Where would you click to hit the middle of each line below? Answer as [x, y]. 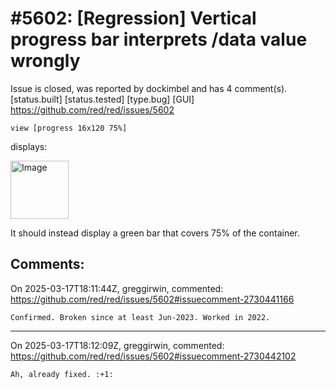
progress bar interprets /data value [159, 39]
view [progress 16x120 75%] [69, 128]
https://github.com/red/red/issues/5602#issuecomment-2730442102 [153, 356]
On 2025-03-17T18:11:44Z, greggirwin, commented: [117, 288]
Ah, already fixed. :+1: [62, 374]
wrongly [45, 61]
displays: [29, 146]
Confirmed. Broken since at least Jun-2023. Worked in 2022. [140, 317]
